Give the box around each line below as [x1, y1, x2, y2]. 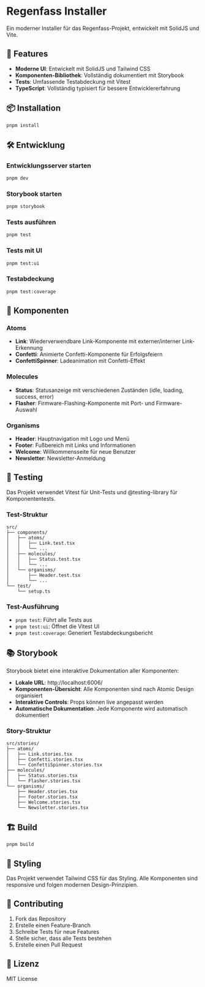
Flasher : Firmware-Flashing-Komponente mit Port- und [15, 399, 155, 407]
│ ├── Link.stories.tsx [6, 751, 72, 758]
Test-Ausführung [6, 602, 59, 611]
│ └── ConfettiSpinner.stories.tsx [6, 762, 103, 768]
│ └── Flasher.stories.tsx [6, 778, 81, 784]
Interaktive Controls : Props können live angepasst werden [15, 698, 164, 706]
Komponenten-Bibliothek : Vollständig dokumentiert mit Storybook [15, 72, 184, 79]
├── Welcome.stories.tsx [17, 799, 81, 805]
